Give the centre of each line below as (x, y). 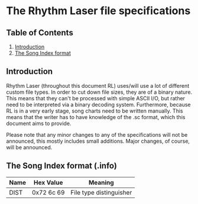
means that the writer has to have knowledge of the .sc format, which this (96, 117)
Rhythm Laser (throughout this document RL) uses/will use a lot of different (98, 85)
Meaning (101, 182)
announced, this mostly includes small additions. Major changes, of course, (98, 141)
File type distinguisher (101, 192)
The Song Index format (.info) (61, 166)
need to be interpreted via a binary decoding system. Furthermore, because (98, 104)
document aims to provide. (39, 123)
